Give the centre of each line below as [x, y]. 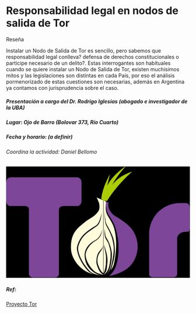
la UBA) [15, 107]
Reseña [15, 39]
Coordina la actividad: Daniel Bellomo [52, 152]
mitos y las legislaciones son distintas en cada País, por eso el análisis [90, 75]
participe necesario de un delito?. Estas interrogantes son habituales [88, 63]
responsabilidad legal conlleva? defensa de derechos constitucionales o [92, 57]
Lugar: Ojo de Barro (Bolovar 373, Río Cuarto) [62, 122]
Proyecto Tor [22, 304]
